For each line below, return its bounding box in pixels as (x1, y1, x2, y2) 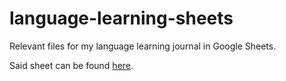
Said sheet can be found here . (9, 59, 134, 71)
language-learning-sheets (9, 7, 234, 30)
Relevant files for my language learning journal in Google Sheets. (9, 40, 277, 52)
